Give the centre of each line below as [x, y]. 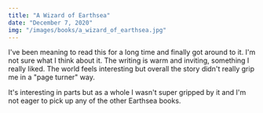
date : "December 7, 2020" [50, 23]
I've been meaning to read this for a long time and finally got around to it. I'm [132, 53]
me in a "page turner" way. [52, 77]
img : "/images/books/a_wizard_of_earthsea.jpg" [88, 30]
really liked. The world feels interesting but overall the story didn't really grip [131, 69]
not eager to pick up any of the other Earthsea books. [95, 101]
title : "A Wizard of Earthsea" [59, 15]
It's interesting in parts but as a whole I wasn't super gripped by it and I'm [127, 93]
